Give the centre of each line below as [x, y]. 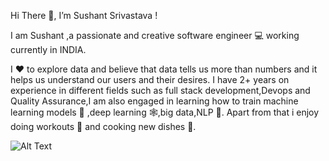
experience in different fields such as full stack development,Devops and [160, 90]
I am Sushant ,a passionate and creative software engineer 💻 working [155, 35]
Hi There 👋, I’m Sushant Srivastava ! [84, 15]
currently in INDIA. [48, 49]
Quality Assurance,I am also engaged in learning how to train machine [154, 101]
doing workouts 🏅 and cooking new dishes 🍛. [103, 126]
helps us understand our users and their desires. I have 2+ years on [150, 79]
